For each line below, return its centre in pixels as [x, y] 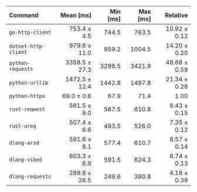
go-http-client [30, 32]
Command [24, 15]
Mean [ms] [76, 15]
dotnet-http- [27, 46]
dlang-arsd [24, 143]
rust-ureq [23, 126]
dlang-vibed [26, 160]
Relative [176, 15]
